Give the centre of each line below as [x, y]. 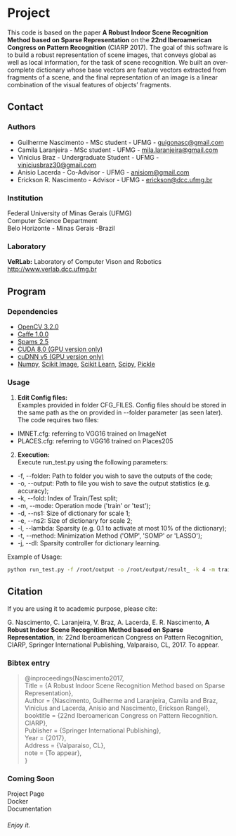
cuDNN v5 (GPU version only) [60, 356]
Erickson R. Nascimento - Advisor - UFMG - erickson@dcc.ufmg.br [115, 179]
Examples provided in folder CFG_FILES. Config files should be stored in [122, 405]
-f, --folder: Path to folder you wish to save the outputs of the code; [115, 476]
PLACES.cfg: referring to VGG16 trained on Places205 [95, 441]
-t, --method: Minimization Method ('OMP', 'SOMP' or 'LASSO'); [110, 536]
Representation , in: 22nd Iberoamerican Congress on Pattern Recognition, [115, 637]
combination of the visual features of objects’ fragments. [90, 84]
